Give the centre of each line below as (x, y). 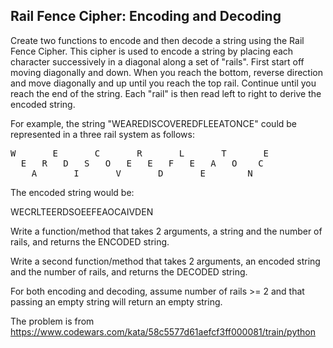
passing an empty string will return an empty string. (116, 301)
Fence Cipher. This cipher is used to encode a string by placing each (152, 51)
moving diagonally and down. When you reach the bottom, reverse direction (166, 72)
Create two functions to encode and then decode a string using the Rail (157, 40)
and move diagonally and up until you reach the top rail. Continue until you (163, 83)
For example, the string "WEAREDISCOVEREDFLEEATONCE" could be (154, 123)
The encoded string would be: (72, 192)
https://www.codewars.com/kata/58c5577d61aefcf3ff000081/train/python (163, 331)
